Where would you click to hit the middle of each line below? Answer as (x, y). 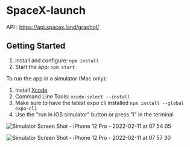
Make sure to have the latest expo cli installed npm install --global (100, 103)
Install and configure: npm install (57, 60)
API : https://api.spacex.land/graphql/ (53, 27)
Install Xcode (31, 90)
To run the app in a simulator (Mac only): (57, 78)
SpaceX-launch (46, 10)
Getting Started (36, 46)
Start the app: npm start (45, 67)
